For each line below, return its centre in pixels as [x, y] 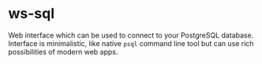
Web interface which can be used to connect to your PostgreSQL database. [131, 35]
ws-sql [32, 14]
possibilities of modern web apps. [63, 52]
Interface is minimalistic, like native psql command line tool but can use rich [131, 43]
